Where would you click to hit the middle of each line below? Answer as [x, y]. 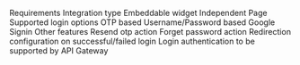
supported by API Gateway [59, 51]
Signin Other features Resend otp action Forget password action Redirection [150, 32]
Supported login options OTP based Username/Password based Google [142, 22]
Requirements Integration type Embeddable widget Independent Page [138, 13]
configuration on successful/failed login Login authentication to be [132, 41]
